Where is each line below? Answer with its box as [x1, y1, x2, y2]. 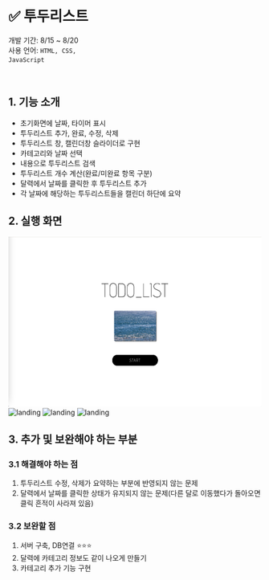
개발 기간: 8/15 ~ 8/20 [8, 35, 79, 45]
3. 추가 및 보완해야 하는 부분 [8, 432, 138, 446]
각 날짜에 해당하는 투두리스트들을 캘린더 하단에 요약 [19, 188, 181, 198]
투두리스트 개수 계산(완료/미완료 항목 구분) [19, 168, 153, 178]
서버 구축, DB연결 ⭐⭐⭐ [19, 540, 92, 550]
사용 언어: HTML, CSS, [8, 45, 77, 55]
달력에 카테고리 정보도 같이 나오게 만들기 [19, 553, 147, 562]
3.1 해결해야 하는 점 [8, 459, 79, 470]
